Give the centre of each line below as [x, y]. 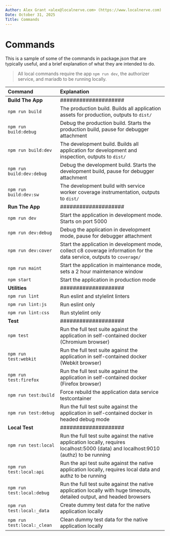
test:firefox [24, 380]
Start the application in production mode [108, 280]
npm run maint [25, 269]
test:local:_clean [30, 525]
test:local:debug [29, 493]
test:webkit [22, 359]
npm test [18, 336]
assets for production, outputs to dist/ [106, 115]
